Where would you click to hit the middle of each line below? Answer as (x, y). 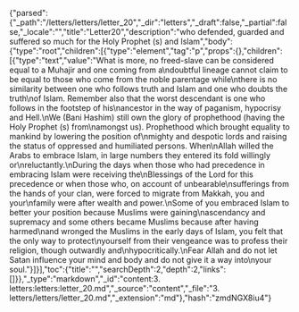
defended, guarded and (241, 32)
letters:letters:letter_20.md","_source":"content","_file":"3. (115, 288)
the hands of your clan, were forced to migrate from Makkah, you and (137, 193)
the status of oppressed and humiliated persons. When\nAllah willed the (141, 146)
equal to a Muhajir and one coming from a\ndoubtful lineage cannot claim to (149, 70)
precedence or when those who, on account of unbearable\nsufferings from (149, 184)
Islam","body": (207, 41)
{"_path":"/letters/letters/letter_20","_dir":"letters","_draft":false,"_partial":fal (148, 22)
